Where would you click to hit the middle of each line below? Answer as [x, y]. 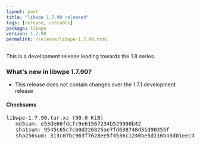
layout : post [22, 12]
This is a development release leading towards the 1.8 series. [81, 56]
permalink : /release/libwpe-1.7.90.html [57, 39]
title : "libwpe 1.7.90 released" [48, 17]
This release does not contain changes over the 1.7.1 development [95, 84]
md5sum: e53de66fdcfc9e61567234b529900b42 [79, 123]
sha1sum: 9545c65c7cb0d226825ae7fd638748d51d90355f [93, 129]
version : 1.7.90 [26, 34]
